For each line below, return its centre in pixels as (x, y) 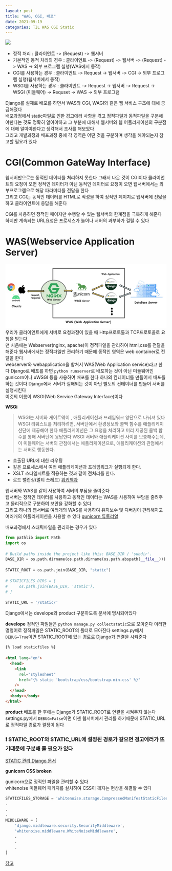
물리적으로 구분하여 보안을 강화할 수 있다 (51, 503)
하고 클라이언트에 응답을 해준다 (36, 203)
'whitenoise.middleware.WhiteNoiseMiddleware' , (66, 831)
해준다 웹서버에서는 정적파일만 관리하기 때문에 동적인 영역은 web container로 (83, 351)
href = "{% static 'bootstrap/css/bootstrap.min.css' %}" (80, 680)
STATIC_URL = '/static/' (32, 603)
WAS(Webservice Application (70, 242)
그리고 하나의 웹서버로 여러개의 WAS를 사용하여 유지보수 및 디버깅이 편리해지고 (84, 510)
